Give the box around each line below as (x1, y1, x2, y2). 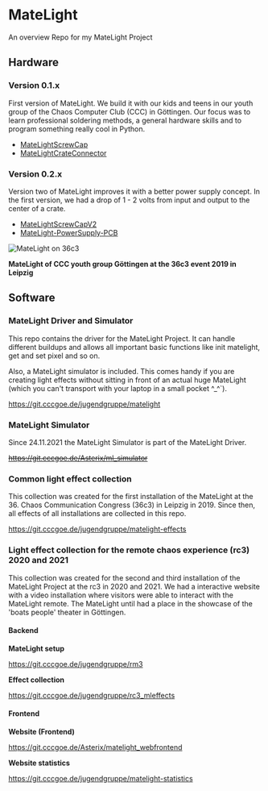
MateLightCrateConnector (19, 148, 107, 158)
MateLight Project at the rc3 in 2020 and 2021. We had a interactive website (8, 581, 260, 591)
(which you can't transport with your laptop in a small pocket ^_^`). (8, 383, 228, 393)
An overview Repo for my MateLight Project (8, 32, 153, 42)
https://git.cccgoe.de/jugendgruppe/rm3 (8, 659, 143, 668)
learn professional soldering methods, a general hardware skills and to (8, 115, 242, 125)
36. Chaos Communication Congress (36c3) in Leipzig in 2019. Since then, (8, 500, 256, 510)
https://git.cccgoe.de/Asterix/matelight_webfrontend (8, 742, 183, 751)
